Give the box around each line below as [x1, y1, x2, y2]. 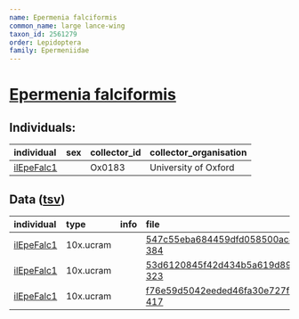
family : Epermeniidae [9, 46, 90, 55]
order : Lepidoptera [9, 37, 82, 47]
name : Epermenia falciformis [9, 12, 117, 22]
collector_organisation [149, 146, 247, 159]
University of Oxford [149, 161, 235, 174]
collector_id [90, 146, 141, 159]
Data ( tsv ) [9, 192, 66, 207]
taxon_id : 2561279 [9, 29, 77, 38]
